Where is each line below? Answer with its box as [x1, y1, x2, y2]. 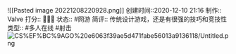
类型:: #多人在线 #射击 [7, 24, 72, 32]
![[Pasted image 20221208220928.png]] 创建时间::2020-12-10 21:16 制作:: [7, 6, 222, 14]
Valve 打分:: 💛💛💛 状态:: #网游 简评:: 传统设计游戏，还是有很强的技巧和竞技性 [7, 15, 228, 23]
